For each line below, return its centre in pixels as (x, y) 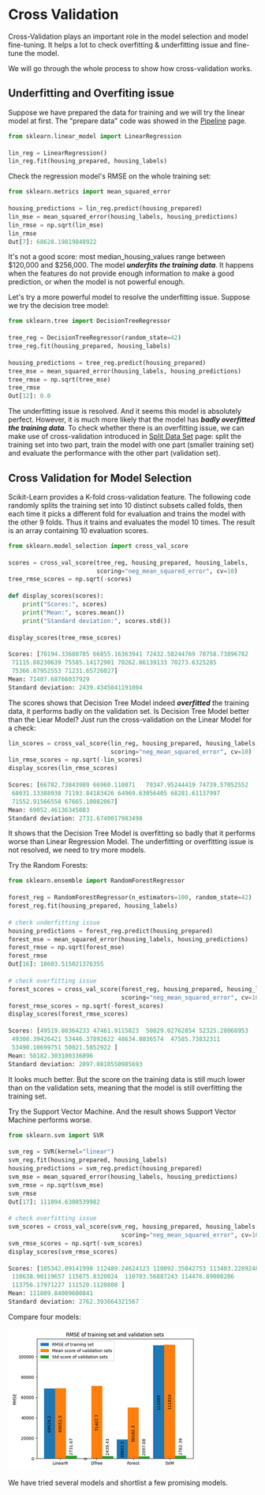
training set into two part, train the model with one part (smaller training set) (131, 445)
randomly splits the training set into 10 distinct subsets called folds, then (125, 505)
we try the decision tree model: (59, 306)
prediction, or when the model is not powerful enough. (97, 282)
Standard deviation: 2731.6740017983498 (76, 818)
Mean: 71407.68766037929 (49, 679)
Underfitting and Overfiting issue (91, 94)
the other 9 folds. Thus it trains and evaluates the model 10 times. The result (132, 522)
